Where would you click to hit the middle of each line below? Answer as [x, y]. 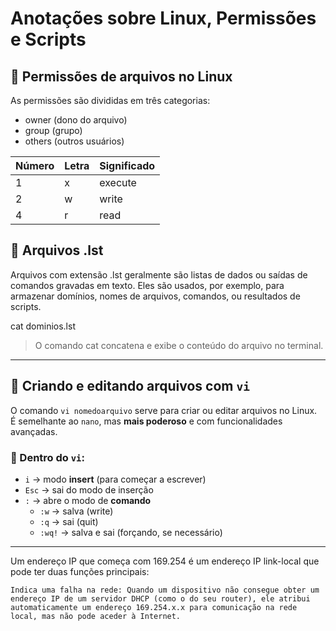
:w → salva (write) [76, 511]
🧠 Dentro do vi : [47, 457]
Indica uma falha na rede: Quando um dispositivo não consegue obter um [165, 590]
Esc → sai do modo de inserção [89, 489]
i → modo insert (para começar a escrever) [115, 479]
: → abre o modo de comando [88, 500]
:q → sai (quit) [69, 521]
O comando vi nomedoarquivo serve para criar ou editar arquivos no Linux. [164, 410]
